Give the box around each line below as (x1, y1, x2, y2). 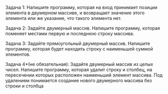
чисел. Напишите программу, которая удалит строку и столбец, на (5, 66, 153, 73)
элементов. (5, 51, 31, 57)
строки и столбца (5, 83, 44, 89)
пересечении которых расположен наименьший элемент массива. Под (5, 72, 163, 78)
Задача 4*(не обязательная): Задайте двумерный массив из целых (5, 61, 154, 67)
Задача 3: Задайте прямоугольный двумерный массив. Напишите (5, 40, 150, 46)
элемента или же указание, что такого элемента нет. (5, 15, 122, 21)
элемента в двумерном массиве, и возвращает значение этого (5, 10, 145, 16)
